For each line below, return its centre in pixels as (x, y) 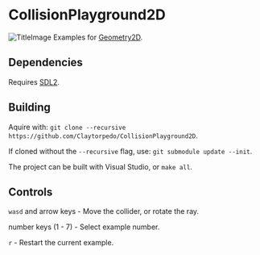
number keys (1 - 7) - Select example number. (84, 227)
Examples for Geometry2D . (98, 37)
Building (29, 108)
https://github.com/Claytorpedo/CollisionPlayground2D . (103, 136)
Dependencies (45, 63)
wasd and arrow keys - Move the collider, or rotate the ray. (104, 211)
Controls (31, 192)
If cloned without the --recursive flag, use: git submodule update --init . (130, 151)
